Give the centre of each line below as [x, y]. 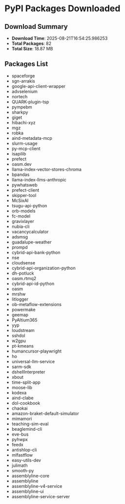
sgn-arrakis [23, 81]
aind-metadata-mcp [32, 138]
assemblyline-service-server [41, 496]
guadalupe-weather [31, 242]
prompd [20, 247]
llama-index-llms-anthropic [39, 179]
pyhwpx [20, 439]
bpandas [21, 175]
